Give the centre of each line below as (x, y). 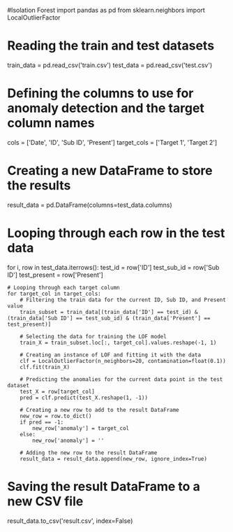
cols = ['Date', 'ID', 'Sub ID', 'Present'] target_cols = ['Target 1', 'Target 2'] (112, 142)
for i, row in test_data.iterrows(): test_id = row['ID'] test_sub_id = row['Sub (113, 267)
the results (39, 186)
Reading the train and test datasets (111, 46)
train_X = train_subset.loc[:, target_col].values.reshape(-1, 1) (118, 343)
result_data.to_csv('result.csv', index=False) (70, 521)
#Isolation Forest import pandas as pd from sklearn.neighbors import (106, 10)
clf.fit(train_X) (45, 367)
